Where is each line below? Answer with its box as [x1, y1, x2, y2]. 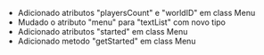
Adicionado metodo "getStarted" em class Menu [17, 35, 196, 46]
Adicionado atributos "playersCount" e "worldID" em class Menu [17, 8, 256, 18]
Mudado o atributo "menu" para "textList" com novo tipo [17, 17, 226, 27]
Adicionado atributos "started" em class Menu [17, 27, 188, 36]
